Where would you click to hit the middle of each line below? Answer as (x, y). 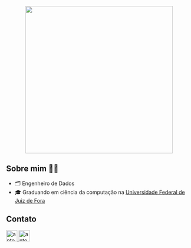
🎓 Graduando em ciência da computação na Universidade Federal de (100, 192)
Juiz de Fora (30, 200)
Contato (21, 219)
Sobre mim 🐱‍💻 (32, 169)
